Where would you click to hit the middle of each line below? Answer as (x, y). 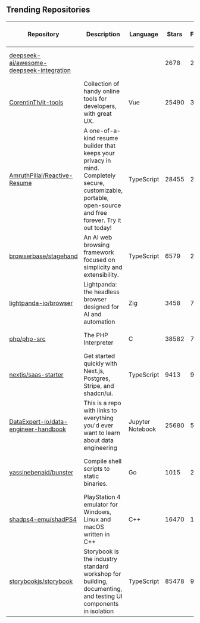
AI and (93, 314)
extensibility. (101, 275)
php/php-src (27, 338)
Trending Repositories (48, 10)
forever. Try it (102, 220)
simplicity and (103, 267)
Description (103, 34)
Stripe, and (99, 385)
